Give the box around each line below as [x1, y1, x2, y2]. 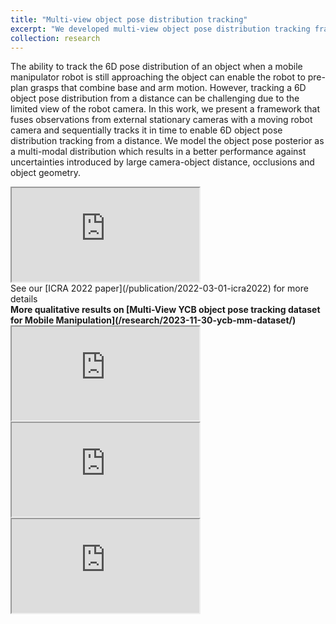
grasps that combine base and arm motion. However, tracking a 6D [30, 82, 307, 94]
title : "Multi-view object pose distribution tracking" [10, 14, 248, 25]
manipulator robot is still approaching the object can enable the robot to [10, 71, 306, 83]
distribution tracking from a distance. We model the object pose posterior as [10, 135, 325, 147]
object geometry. [10, 167, 81, 179]
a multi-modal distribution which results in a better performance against [10, 146, 307, 158]
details [10, 293, 38, 305]
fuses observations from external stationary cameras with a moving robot [10, 114, 313, 126]
